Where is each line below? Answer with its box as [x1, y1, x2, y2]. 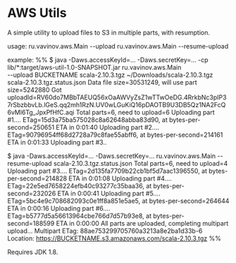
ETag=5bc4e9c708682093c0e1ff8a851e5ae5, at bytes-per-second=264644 [7, 196, 230, 205]
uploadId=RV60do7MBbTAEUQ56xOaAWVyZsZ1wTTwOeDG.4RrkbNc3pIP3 [7, 93, 227, 102]
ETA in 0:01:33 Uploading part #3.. [7, 137, 107, 146]
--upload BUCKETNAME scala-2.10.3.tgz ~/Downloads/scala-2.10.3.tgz [7, 71, 213, 79]
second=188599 [7, 219, 55, 227]
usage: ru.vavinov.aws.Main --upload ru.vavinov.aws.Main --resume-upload [7, 42, 229, 50]
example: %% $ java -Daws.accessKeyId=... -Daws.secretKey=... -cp [7, 55, 209, 64]
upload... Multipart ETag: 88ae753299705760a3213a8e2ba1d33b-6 [7, 226, 203, 235]
